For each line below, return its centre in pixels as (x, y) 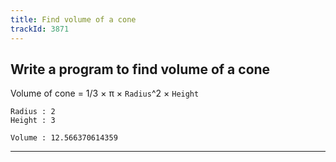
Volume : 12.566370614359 (64, 138)
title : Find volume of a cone (73, 19)
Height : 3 (33, 121)
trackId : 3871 (40, 29)
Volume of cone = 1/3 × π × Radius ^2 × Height (105, 93)
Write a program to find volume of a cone (140, 69)
